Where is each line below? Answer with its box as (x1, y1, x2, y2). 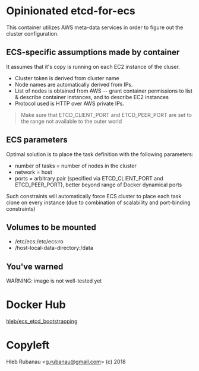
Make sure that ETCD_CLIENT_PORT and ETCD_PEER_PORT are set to (20, 111, 192, 118)
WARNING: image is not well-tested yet (6, 277, 102, 284)
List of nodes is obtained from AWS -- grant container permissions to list (14, 87, 193, 94)
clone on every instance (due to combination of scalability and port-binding (6, 199, 191, 206)
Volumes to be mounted (6, 222, 96, 232)
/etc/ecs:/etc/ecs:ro (14, 238, 64, 245)
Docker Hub (6, 298, 67, 312)
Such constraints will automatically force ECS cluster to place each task (6, 192, 182, 199)
